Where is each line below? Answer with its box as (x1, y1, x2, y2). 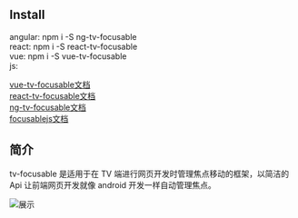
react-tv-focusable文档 (9, 90, 96, 101)
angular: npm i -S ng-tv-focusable (9, 31, 137, 42)
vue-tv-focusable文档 (9, 79, 91, 90)
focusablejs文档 (9, 113, 69, 124)
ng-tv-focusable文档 (9, 102, 86, 113)
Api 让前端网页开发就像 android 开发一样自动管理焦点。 (9, 179, 216, 190)
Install (9, 7, 45, 23)
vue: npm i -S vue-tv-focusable (9, 50, 127, 62)
